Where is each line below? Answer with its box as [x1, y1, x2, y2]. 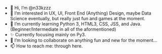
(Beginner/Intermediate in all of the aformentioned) [10, 26, 116, 32]
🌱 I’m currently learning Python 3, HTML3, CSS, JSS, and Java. [10, 21, 142, 27]
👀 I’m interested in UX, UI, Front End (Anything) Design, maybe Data [10, 10, 152, 16]
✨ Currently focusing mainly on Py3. [10, 32, 86, 37]
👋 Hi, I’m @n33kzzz [10, 5, 51, 11]
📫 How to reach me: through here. [10, 43, 83, 49]
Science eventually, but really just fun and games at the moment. [10, 16, 146, 21]
